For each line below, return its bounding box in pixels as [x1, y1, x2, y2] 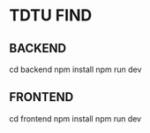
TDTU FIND [9, 5, 93, 26]
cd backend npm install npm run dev [9, 64, 142, 74]
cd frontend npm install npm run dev [9, 113, 142, 124]
